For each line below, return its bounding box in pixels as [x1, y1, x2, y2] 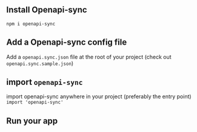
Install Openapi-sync [6, 5, 87, 15]
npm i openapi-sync [6, 20, 56, 27]
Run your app [6, 116, 58, 126]
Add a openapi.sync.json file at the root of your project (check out [6, 53, 172, 60]
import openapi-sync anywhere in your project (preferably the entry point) [6, 93, 192, 100]
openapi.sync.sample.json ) [6, 60, 74, 67]
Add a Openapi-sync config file [6, 37, 127, 48]
